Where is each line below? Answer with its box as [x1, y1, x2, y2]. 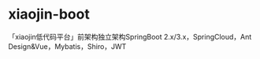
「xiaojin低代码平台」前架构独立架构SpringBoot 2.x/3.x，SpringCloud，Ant [8, 32, 252, 41]
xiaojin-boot [8, 5, 91, 23]
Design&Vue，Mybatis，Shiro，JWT [8, 41, 127, 51]
